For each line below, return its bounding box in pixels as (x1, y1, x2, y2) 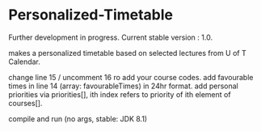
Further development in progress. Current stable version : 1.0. (8, 32, 213, 42)
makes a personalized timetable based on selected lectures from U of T (8, 48, 246, 57)
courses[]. (8, 98, 43, 108)
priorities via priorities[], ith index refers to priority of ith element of (8, 89, 232, 99)
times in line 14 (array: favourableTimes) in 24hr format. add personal (8, 81, 238, 91)
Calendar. (8, 57, 40, 66)
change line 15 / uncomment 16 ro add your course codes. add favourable (8, 72, 254, 82)
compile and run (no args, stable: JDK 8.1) (8, 113, 148, 123)
